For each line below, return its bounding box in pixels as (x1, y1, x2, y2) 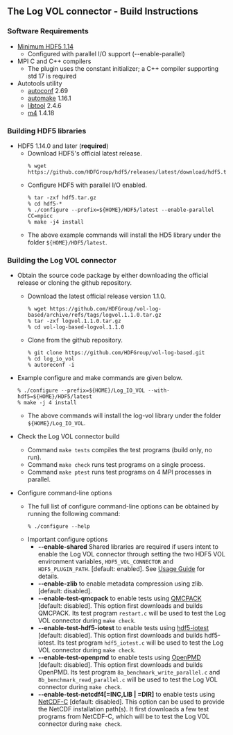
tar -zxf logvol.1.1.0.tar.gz (33, 317, 121, 325)
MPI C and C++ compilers (17, 57, 92, 65)
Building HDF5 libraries (7, 126, 87, 135)
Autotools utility (17, 79, 62, 88)
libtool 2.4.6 (27, 101, 62, 110)
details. (37, 572, 59, 581)
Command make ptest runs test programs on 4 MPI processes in (27, 468, 212, 477)
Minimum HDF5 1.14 (17, 42, 74, 51)
